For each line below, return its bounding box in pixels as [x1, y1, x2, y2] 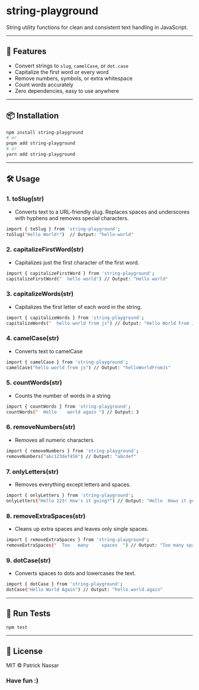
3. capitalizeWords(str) [6, 290, 74, 298]
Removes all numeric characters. [14, 436, 95, 443]
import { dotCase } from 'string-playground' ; [6, 581, 123, 587]
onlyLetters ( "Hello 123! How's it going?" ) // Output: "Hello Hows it [6, 498, 187, 504]
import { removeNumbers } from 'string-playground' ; [6, 448, 139, 454]
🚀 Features [6, 46, 47, 57]
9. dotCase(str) [6, 556, 51, 565]
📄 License [6, 646, 43, 656]
